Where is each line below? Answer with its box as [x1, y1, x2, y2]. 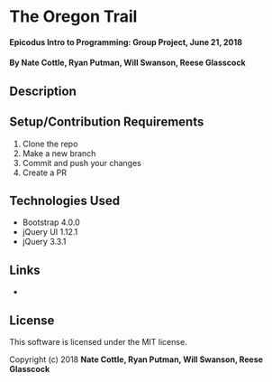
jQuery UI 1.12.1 [22, 227, 78, 238]
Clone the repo [22, 138, 78, 149]
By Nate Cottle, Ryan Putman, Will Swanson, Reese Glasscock [9, 57, 246, 69]
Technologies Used [9, 192, 120, 209]
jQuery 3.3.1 [22, 237, 67, 247]
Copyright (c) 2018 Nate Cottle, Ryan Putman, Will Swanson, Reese [9, 354, 264, 365]
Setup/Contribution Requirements [9, 115, 204, 130]
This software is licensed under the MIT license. [9, 337, 187, 348]
